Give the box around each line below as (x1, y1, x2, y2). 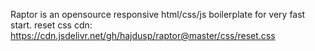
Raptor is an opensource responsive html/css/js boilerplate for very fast (10, 9, 306, 20)
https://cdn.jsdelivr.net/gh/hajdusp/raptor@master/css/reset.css (10, 30, 276, 41)
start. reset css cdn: (10, 19, 93, 31)
